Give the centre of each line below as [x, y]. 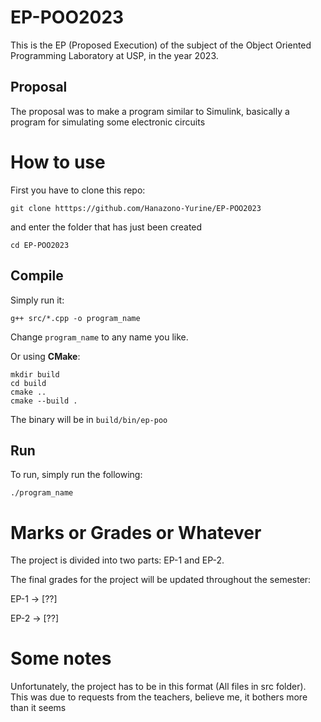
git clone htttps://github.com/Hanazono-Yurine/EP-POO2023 [136, 208]
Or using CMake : [45, 356]
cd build [28, 383]
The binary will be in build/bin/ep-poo [89, 419]
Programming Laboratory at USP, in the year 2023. [114, 55]
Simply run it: [37, 300]
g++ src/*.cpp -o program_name [75, 318]
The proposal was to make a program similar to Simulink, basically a [150, 111]
